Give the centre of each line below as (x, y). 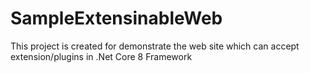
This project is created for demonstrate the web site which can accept (155, 46)
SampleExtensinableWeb (116, 18)
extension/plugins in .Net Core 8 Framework (101, 56)
